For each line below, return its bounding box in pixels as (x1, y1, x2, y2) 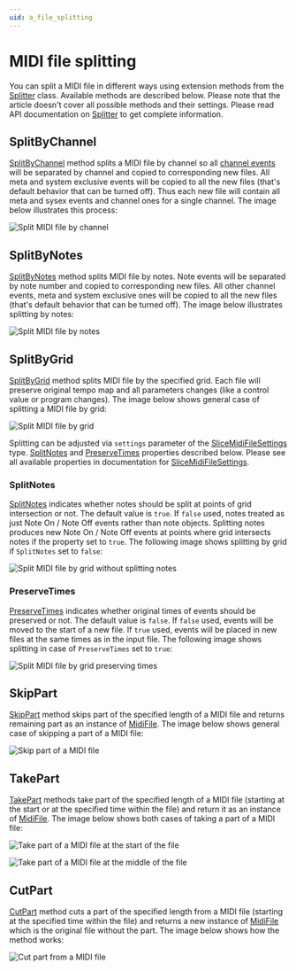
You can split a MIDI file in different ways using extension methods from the (9, 81, 285, 91)
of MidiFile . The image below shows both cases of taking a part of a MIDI (9, 813, 276, 824)
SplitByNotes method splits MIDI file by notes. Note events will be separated (9, 271, 286, 282)
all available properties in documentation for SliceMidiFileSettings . (9, 457, 250, 467)
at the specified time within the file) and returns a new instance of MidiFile (9, 916, 279, 927)
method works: (9, 935, 65, 945)
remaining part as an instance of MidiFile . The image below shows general (9, 719, 280, 729)
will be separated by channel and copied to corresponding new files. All (9, 167, 270, 178)
